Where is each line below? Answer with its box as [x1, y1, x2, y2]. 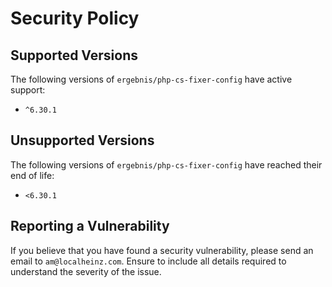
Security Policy [10, 7, 140, 30]
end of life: [10, 169, 55, 181]
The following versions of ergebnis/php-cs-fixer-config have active [10, 73, 293, 85]
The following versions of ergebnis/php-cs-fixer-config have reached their [10, 158, 323, 171]
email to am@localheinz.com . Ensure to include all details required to [10, 255, 287, 267]
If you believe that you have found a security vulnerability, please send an [10, 244, 314, 256]
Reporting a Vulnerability [10, 218, 170, 235]
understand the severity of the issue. [10, 265, 162, 277]
